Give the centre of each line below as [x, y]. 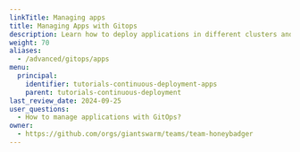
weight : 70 [29, 42]
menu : [19, 68]
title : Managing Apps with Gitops [74, 26]
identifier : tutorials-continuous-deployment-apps [121, 84]
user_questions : [39, 109]
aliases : [25, 51]
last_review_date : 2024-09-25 [66, 101]
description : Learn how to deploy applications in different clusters [143, 34]
